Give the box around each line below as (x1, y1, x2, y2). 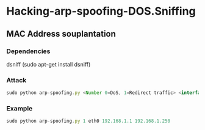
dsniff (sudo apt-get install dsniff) (6, 60, 91, 68)
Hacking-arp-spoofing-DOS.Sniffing (6, 4, 196, 18)
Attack (6, 76, 27, 84)
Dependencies (6, 47, 51, 56)
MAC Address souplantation (6, 29, 116, 39)
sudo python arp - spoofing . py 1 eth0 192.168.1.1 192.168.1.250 (6, 118, 171, 125)
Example (6, 104, 33, 112)
